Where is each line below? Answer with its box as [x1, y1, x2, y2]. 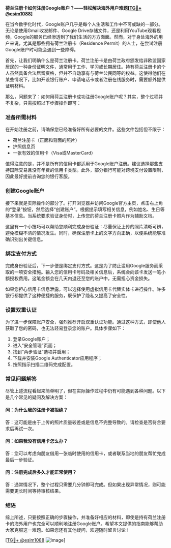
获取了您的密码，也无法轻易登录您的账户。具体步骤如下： [5, 325, 126, 331]
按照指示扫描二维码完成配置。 [12, 361, 75, 368]
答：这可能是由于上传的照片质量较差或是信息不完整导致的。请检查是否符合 [5, 419, 161, 425]
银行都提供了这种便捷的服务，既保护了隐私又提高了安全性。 [5, 292, 130, 298]
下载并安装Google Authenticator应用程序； [12, 355, 103, 361]
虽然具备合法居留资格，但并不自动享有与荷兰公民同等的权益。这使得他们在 [9, 70, 166, 76]
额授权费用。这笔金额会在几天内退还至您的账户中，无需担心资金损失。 [5, 275, 153, 281]
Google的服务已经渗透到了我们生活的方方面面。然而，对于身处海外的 [14, 34, 159, 40]
